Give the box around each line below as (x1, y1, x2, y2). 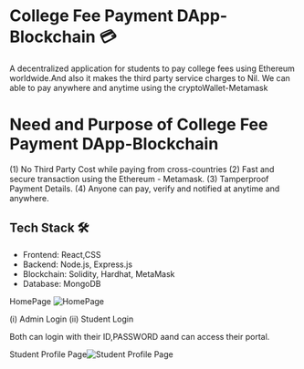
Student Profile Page (9, 348, 88, 360)
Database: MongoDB (22, 278, 101, 289)
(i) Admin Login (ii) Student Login (9, 313, 134, 324)
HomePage (9, 295, 52, 306)
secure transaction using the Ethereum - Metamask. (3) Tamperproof (9, 173, 269, 184)
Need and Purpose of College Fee (9, 115, 268, 135)
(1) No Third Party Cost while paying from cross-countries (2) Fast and (9, 163, 275, 174)
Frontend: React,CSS (22, 249, 101, 260)
